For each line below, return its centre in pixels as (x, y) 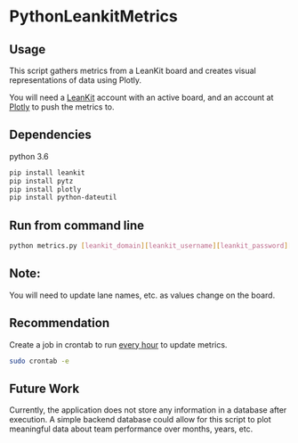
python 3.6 (29, 156)
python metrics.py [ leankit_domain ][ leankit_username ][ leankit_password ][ (151, 246)
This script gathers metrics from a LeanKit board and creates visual (133, 70)
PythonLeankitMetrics (93, 16)
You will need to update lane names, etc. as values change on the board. (142, 295)
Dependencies (50, 135)
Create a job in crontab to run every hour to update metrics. (118, 344)
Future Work (44, 388)
